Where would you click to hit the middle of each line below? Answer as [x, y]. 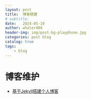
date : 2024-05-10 [25, 23]
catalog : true [20, 42]
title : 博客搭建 [21, 14]
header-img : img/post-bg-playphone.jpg [46, 33]
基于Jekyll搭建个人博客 [35, 91]
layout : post [18, 10]
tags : [11, 46]
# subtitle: [17, 19]
